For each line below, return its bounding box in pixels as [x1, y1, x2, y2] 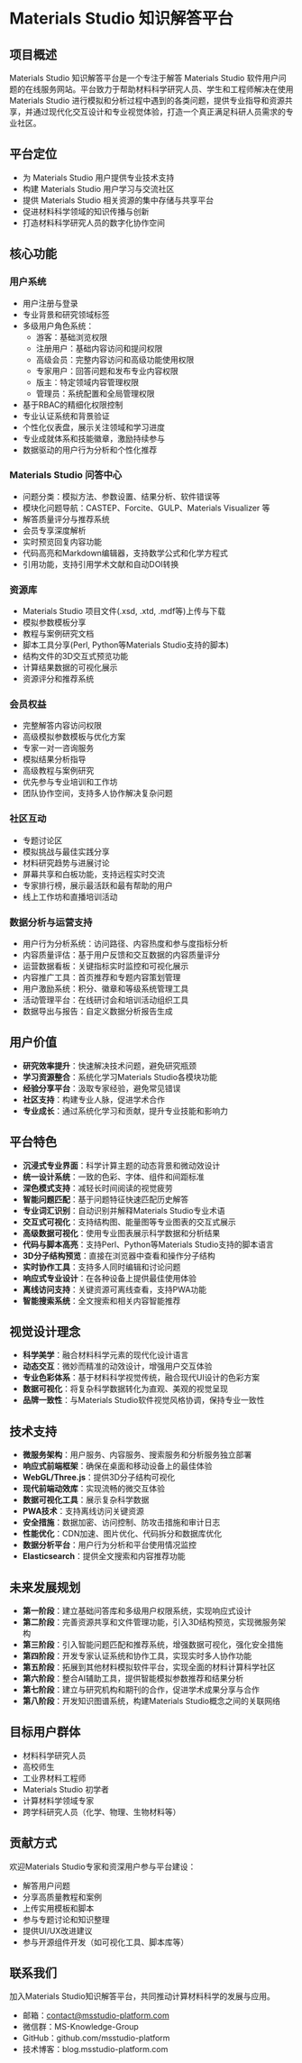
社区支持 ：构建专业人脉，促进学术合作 [22, 1094, 165, 1105]
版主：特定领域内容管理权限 [35, 376, 140, 388]
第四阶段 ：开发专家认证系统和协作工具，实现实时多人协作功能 [22, 1651, 252, 1662]
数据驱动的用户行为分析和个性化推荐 [22, 444, 158, 455]
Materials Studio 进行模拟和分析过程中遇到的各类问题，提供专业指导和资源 [9, 96, 286, 105]
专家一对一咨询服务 [22, 743, 95, 754]
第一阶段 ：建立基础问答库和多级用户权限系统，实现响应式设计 [22, 1606, 252, 1617]
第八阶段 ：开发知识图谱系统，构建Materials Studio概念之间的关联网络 [22, 1696, 281, 1707]
